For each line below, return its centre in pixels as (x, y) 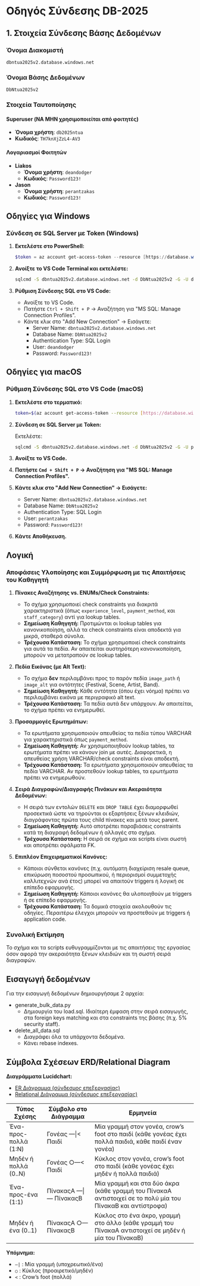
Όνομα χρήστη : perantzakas (59, 191)
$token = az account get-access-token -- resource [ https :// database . (103, 257)
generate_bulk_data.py (43, 1005)
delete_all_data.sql (37, 1031)
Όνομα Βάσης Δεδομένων (46, 77)
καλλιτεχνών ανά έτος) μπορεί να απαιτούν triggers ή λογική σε (104, 881)
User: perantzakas (46, 519)
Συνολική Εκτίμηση (35, 935)
